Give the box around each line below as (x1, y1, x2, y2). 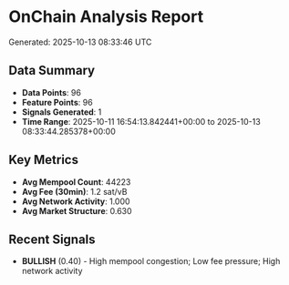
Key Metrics (8, 152, 79, 168)
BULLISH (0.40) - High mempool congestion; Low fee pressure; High (21, 256, 281, 267)
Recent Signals (8, 231, 97, 247)
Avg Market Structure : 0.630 (21, 205, 133, 216)
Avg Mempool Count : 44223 (21, 176, 131, 188)
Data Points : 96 (21, 87, 81, 97)
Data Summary (8, 63, 96, 78)
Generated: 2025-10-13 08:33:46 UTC (8, 36, 152, 47)
